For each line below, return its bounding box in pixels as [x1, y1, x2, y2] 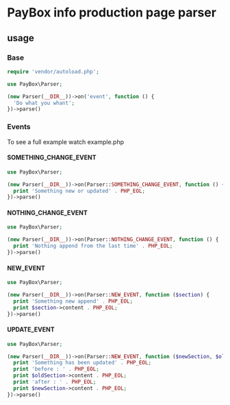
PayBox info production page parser [7, 5, 217, 21]
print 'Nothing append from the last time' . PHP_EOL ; [13, 242, 173, 250]
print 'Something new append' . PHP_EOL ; [13, 297, 133, 305]
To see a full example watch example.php [7, 137, 125, 146]
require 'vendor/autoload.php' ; [7, 68, 99, 75]
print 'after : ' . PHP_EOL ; [13, 379, 97, 386]
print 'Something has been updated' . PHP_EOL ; [13, 359, 152, 367]
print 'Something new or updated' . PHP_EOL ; [13, 187, 146, 194]
